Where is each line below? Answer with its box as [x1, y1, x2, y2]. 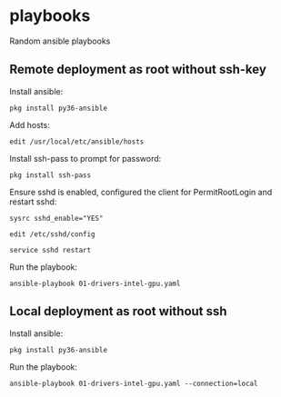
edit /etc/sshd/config [9, 229, 95, 239]
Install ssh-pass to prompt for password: [9, 153, 162, 164]
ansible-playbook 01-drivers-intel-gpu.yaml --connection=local [9, 379, 258, 388]
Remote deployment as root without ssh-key [9, 62, 266, 77]
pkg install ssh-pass [9, 170, 92, 180]
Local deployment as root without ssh [9, 303, 227, 319]
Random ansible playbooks [9, 35, 111, 46]
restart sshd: [9, 196, 57, 207]
